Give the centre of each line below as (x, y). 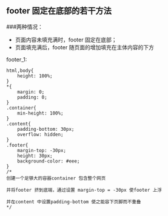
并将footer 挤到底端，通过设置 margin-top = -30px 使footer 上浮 (84, 190)
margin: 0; (31, 92)
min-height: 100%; (40, 113)
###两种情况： (25, 27)
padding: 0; (32, 97)
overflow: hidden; (40, 134)
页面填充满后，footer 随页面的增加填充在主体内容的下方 (85, 47)
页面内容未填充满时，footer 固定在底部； (66, 40)
